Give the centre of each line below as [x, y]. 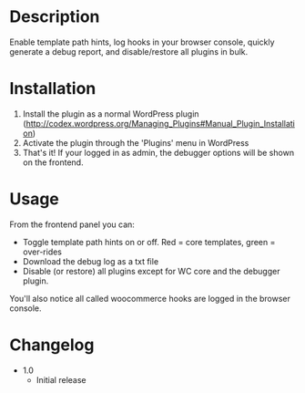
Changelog [52, 345]
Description [55, 17]
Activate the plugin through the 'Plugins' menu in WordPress [136, 142]
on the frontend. [53, 162]
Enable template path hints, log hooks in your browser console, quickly [142, 42]
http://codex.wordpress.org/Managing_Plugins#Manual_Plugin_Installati [161, 123]
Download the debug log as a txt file [91, 261]
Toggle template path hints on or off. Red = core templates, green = [149, 242]
